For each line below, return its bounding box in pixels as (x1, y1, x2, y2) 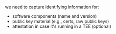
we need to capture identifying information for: (5, 4, 99, 10)
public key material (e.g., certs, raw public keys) (12, 19, 109, 24)
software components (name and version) (12, 13, 97, 19)
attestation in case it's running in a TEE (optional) (12, 23, 112, 29)
